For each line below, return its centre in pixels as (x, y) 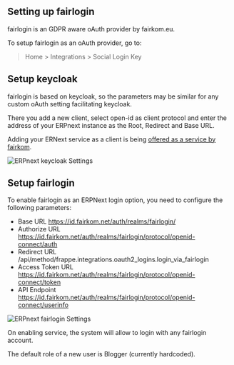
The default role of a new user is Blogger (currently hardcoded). (102, 354)
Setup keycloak (42, 79)
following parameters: (40, 208)
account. (20, 340)
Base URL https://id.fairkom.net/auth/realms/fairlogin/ (97, 221)
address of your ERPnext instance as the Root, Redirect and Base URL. (111, 125)
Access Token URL (45, 267)
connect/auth (37, 244)
